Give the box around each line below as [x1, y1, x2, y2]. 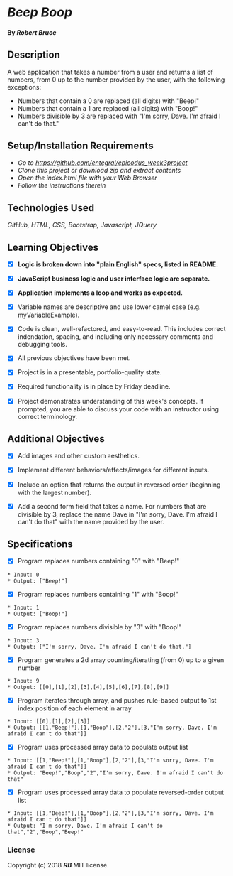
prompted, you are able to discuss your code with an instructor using [17, 404, 220, 413]
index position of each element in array [17, 704, 132, 713]
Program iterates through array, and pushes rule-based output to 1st [17, 696, 217, 704]
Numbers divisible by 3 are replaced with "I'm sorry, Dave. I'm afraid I [17, 112, 221, 120]
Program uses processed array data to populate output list [17, 742, 188, 751]
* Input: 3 [7, 637, 40, 644]
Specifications [7, 538, 73, 551]
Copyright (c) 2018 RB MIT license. [7, 861, 110, 870]
